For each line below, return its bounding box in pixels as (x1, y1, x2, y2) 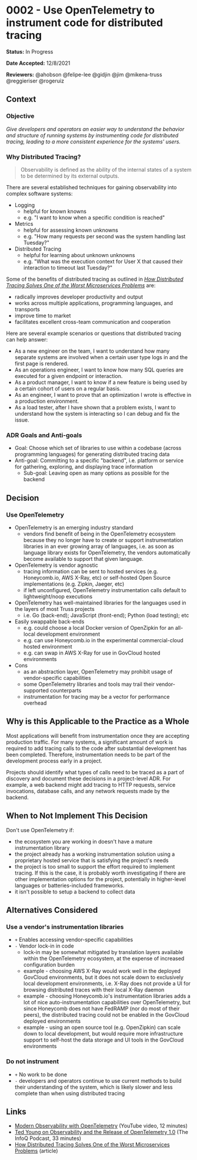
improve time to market (14, 312, 71, 319)
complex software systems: (6, 190, 73, 197)
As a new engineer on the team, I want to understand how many (14, 347, 170, 354)
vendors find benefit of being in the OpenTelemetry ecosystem (23, 530, 176, 537)
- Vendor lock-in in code (14, 942, 75, 949)
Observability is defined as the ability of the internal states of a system (20, 166, 192, 173)
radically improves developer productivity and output (14, 293, 143, 300)
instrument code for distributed (6, 16, 163, 29)
